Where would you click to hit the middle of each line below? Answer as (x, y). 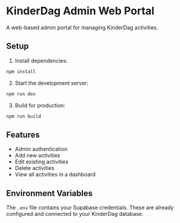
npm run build (24, 116)
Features (23, 134)
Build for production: (40, 105)
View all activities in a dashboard (55, 175)
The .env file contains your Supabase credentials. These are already (90, 207)
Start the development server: (52, 83)
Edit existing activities (41, 162)
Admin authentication (41, 149)
